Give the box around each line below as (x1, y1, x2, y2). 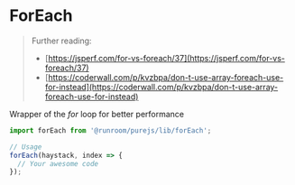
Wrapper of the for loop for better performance (9, 108, 185, 119)
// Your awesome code (17, 159, 99, 168)
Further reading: (31, 35, 92, 46)
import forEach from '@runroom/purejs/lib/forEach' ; (9, 125, 212, 135)
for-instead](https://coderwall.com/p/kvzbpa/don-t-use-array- (44, 81, 279, 92)
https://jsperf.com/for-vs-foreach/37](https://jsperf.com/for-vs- (48, 52, 286, 63)
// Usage (9, 142, 42, 152)
